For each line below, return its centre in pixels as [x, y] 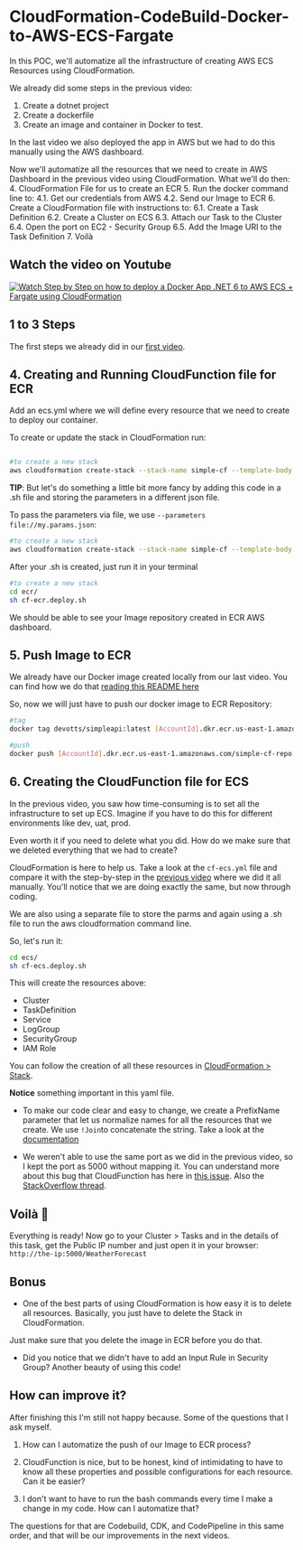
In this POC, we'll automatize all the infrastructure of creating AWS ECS [141, 61]
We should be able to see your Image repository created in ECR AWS [137, 617]
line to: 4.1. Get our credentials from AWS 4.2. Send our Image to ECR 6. [142, 198]
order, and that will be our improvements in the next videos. [120, 1535]
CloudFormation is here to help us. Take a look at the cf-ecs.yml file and [143, 867]
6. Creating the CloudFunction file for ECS [129, 782]
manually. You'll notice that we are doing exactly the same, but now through [150, 886]
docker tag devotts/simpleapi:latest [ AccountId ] [105, 729]
